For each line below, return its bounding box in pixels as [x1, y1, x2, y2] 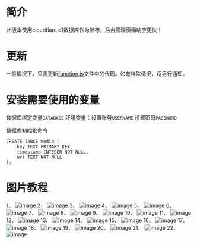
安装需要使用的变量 [6, 93, 100, 107]
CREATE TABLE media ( [6, 138, 60, 145]
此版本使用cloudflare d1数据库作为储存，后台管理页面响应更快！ [6, 26, 163, 33]
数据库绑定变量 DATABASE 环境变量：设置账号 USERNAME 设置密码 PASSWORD [6, 114, 177, 121]
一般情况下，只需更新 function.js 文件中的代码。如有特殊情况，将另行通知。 [6, 70, 188, 77]
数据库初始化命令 [6, 126, 48, 134]
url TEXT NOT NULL [17, 154, 62, 160]
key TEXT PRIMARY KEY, [17, 143, 73, 149]
